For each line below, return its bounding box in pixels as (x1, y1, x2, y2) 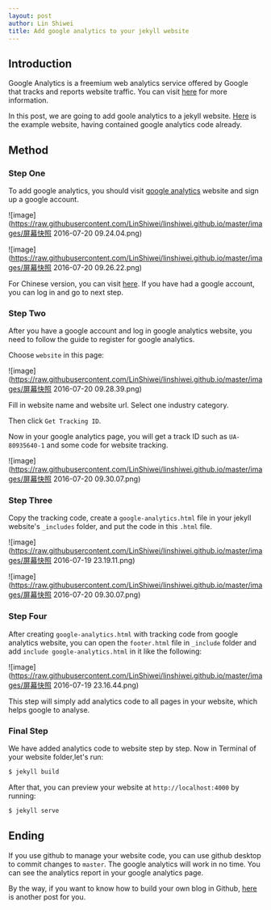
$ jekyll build (8, 768, 60, 777)
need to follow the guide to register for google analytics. (8, 335, 195, 345)
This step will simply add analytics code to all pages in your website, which (8, 696, 258, 706)
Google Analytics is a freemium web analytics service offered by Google (8, 78, 248, 88)
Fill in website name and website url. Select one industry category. (8, 400, 229, 410)
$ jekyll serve (8, 806, 60, 815)
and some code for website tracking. (46, 440, 169, 450)
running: (8, 790, 36, 801)
